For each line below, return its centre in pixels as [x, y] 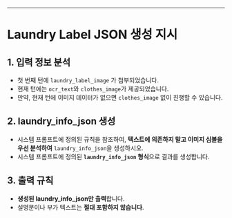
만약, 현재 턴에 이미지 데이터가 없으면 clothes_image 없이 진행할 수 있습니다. [120, 97]
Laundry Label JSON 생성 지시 [93, 35]
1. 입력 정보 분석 [39, 62]
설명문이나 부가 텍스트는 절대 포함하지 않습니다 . [80, 207]
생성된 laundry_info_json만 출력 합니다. [71, 199]
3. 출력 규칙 [30, 181]
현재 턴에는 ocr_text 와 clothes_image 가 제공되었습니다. [93, 89]
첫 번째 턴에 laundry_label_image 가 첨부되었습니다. [88, 80]
